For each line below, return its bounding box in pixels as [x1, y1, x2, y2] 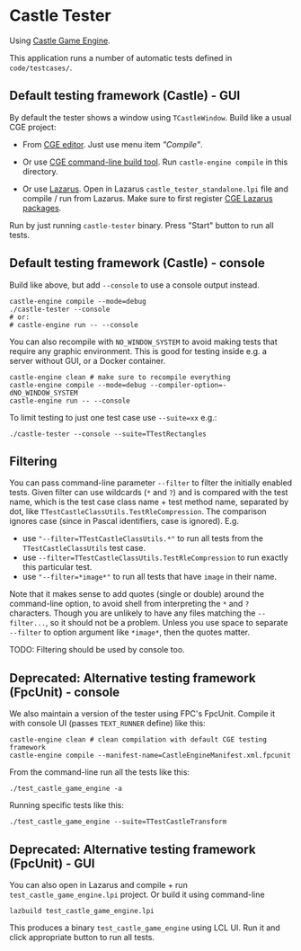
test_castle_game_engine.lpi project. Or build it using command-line [9, 889, 265, 900]
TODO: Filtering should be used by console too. [9, 644, 186, 655]
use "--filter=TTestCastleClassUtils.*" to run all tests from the [22, 533, 263, 544]
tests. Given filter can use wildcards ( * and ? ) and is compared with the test [9, 487, 288, 498]
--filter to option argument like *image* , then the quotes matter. [9, 627, 250, 638]
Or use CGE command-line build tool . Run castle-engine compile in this [22, 156, 288, 167]
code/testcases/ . [9, 62, 73, 73]
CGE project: [9, 121, 57, 132]
